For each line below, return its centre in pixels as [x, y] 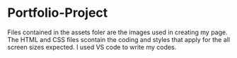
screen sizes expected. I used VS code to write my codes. [92, 47]
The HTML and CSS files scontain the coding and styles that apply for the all [119, 39]
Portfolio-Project [58, 13]
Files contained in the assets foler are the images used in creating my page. [117, 32]
